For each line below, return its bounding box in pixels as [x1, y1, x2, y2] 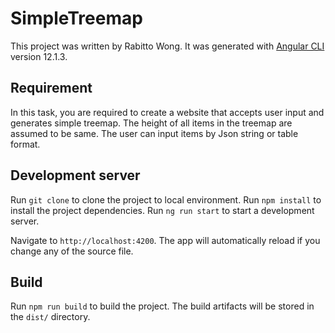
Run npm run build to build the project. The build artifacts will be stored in [10, 300, 315, 312]
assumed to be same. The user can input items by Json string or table [10, 127, 299, 139]
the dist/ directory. [10, 311, 91, 323]
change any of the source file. [10, 245, 134, 257]
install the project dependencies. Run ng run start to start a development [10, 204, 315, 216]
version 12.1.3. [10, 50, 68, 62]
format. [10, 138, 41, 150]
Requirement [10, 80, 93, 97]
